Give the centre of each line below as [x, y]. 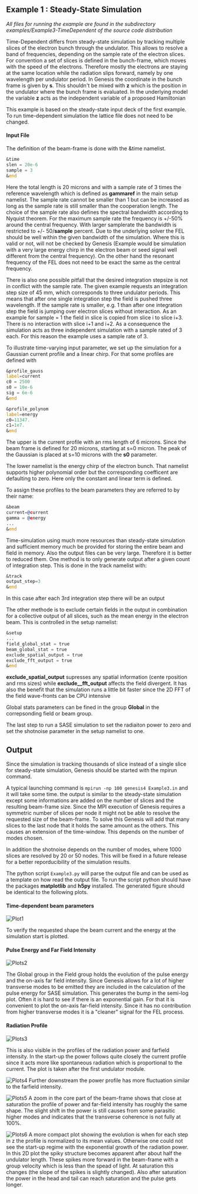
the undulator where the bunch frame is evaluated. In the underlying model [97, 91]
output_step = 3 [24, 582]
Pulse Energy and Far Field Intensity [51, 950]
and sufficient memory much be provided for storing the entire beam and [95, 546]
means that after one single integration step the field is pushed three [89, 298]
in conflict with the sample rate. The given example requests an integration [97, 286]
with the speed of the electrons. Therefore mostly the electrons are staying [97, 67]
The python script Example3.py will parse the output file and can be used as [97, 873]
